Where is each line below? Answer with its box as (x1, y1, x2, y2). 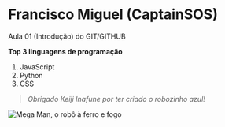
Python (19, 70, 43, 80)
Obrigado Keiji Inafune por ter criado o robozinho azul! (27, 94, 206, 103)
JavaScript (19, 62, 55, 72)
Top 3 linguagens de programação (8, 47, 124, 56)
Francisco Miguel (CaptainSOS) (8, 6, 218, 24)
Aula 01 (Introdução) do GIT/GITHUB (8, 32, 126, 41)
